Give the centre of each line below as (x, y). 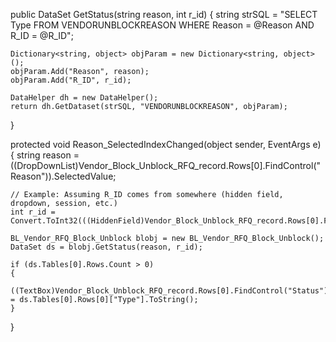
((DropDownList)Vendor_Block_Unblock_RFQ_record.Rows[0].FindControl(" (166, 165)
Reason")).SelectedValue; (63, 176)
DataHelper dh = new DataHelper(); (84, 98)
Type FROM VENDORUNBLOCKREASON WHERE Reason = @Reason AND (162, 25)
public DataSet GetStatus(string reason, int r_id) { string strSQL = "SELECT (164, 14)
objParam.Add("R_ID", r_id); (71, 80)
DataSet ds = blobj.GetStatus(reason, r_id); (106, 247)
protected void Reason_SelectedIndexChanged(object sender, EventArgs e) (166, 144)
